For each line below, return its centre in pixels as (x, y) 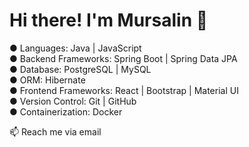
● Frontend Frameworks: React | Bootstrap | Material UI (124, 90)
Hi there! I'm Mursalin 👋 (109, 20)
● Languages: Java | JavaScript (75, 48)
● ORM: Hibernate (47, 80)
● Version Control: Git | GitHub (73, 101)
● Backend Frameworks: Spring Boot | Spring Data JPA (123, 58)
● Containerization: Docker (66, 111)
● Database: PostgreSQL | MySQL (80, 69)
